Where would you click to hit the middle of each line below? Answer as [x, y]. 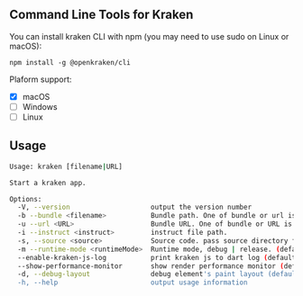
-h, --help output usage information [133, 283]
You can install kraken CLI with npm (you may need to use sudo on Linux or [149, 36]
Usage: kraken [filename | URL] [66, 166]
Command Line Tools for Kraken [101, 15]
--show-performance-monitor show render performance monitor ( [151, 266]
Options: [26, 199]
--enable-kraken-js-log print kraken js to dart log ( [143, 257]
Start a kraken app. [48, 183]
